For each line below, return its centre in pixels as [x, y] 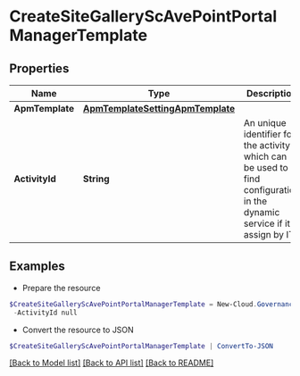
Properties [39, 68]
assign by [264, 234]
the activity [267, 145]
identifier [262, 134]
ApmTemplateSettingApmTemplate [159, 109]
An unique [266, 123]
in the [256, 201]
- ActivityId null [45, 313]
